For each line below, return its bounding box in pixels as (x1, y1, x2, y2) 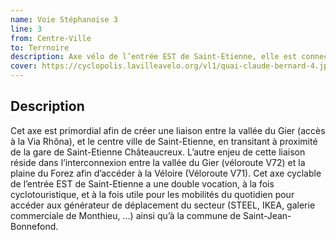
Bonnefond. (10, 220, 59, 232)
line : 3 (10, 24, 43, 34)
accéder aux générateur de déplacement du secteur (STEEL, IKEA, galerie (10, 199, 316, 211)
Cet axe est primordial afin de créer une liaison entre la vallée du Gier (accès (10, 124, 326, 136)
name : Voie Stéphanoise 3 (10, 14, 118, 25)
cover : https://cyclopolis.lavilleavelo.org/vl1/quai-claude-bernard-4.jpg (10, 61, 333, 71)
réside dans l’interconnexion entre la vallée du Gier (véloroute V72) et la (10, 156, 306, 168)
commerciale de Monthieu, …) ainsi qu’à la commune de (10, 209, 242, 221)
